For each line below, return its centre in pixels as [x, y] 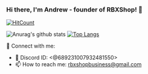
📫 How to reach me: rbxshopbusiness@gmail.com [78, 64]
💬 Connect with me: [31, 46]
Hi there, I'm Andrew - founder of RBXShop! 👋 [75, 10]
